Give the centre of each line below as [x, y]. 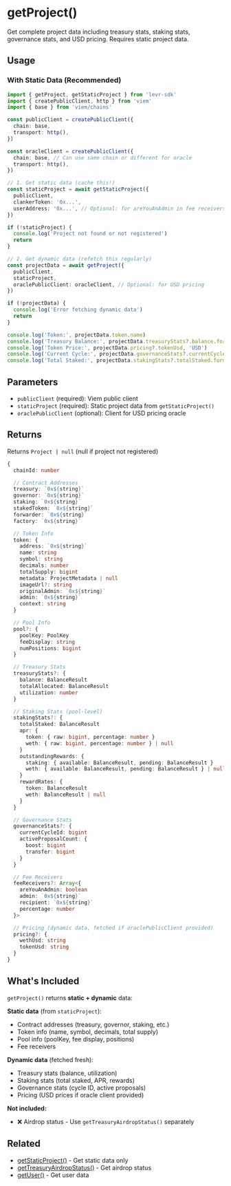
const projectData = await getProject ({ [66, 265]
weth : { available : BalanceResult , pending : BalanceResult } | [118, 769]
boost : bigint [46, 845]
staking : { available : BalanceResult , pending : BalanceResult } [119, 763]
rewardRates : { [41, 782]
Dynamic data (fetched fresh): [51, 1059]
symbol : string [41, 559]
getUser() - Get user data [53, 1175]
